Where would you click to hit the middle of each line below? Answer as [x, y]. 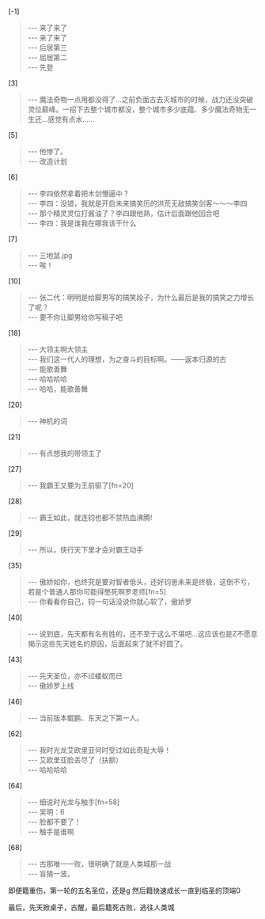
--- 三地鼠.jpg [50, 255]
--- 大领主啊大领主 [58, 349]
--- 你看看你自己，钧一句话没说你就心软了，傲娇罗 [110, 602]
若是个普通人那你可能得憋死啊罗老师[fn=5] [97, 592]
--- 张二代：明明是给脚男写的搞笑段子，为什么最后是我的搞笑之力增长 [141, 297]
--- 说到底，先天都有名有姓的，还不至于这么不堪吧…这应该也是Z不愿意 [142, 634]
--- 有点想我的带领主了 [65, 453]
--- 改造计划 [47, 161]
